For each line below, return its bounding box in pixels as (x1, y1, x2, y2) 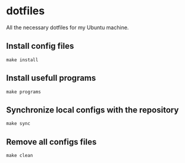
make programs (6, 89, 42, 95)
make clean (6, 153, 33, 159)
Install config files (6, 41, 74, 51)
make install (6, 57, 39, 63)
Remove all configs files (6, 137, 97, 147)
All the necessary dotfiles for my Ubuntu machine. (6, 24, 129, 31)
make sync (6, 121, 31, 127)
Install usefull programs (6, 73, 96, 83)
